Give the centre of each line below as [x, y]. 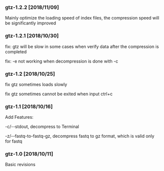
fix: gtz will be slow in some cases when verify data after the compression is [82, 46]
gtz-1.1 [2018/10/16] [29, 107]
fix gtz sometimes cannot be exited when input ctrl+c [59, 94]
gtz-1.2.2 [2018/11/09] [32, 7]
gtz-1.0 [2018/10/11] [29, 154]
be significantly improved [31, 23]
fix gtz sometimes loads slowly [36, 84]
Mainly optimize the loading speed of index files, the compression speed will [82, 18]
